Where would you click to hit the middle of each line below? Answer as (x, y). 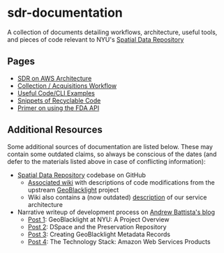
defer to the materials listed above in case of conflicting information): (106, 161)
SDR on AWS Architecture (54, 78)
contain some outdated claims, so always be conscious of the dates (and (112, 154)
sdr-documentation (65, 13)
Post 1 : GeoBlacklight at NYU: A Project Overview (98, 219)
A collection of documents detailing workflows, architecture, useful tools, (112, 32)
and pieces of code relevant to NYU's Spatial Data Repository (96, 39)
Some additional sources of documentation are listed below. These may (110, 146)
